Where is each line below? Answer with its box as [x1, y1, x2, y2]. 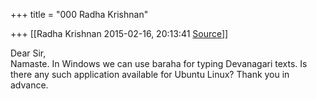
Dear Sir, [10, 47, 47, 59]
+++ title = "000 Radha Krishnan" [10, 9, 149, 20]
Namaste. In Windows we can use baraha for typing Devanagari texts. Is [10, 58, 308, 69]
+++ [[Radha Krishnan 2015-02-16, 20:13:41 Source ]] [10, 28, 229, 39]
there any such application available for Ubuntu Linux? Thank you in [10, 69, 290, 80]
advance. [10, 79, 49, 91]
